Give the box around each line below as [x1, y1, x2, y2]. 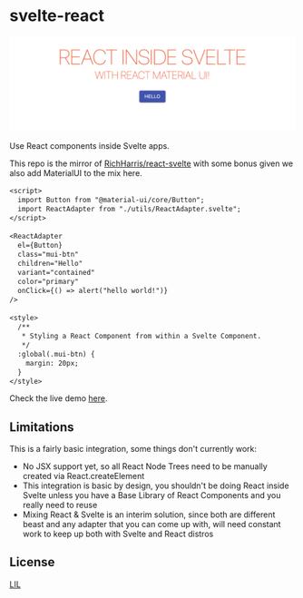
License [9, 554, 55, 570]
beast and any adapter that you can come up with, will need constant [22, 519, 281, 530]
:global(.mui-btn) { [17, 350, 95, 359]
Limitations [9, 419, 74, 435]
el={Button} [17, 241, 64, 250]
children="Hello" [17, 260, 83, 269]
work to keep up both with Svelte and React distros [22, 528, 214, 540]
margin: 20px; [25, 359, 79, 368]
